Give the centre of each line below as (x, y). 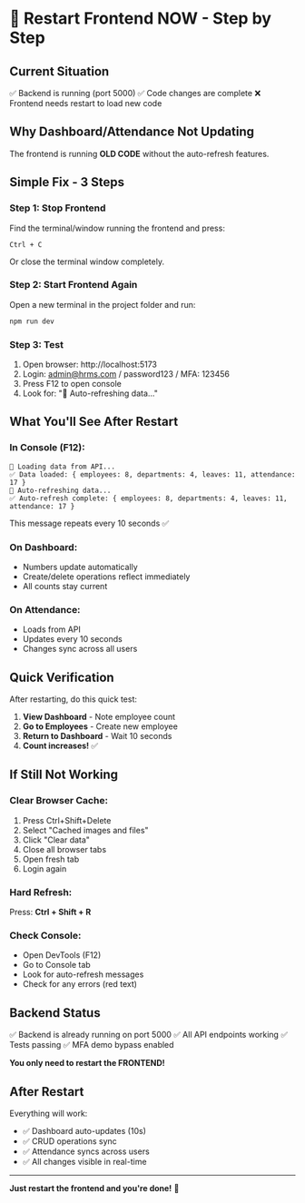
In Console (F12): (47, 448)
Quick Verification (62, 677)
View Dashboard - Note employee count (98, 717)
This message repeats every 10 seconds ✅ (89, 523)
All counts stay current (65, 586)
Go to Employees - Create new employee (100, 726)
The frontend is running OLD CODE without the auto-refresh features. (139, 153)
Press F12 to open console (72, 383)
